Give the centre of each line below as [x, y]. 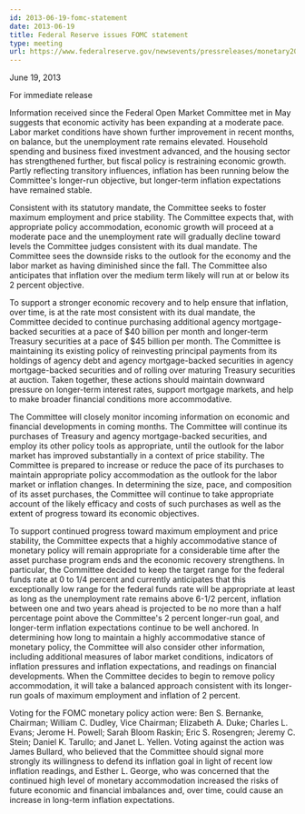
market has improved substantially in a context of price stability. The [137, 456]
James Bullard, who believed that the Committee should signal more [137, 752]
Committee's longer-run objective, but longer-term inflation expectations [145, 181]
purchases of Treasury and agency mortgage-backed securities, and [138, 437]
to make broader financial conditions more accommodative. [121, 399]
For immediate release [51, 95]
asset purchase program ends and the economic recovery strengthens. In [147, 560]
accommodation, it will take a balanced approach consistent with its [136, 686]
